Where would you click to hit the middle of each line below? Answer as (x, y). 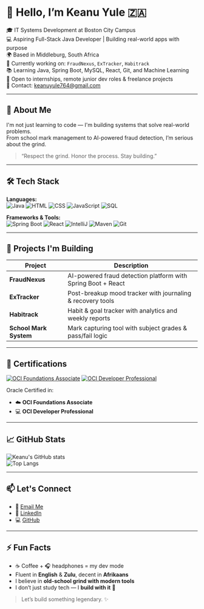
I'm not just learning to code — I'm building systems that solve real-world (98, 124)
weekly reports (89, 318)
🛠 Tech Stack (33, 182)
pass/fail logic (88, 336)
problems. (19, 131)
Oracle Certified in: (30, 390)
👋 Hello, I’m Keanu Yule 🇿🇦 (76, 12)
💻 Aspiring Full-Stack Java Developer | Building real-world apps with (93, 39)
